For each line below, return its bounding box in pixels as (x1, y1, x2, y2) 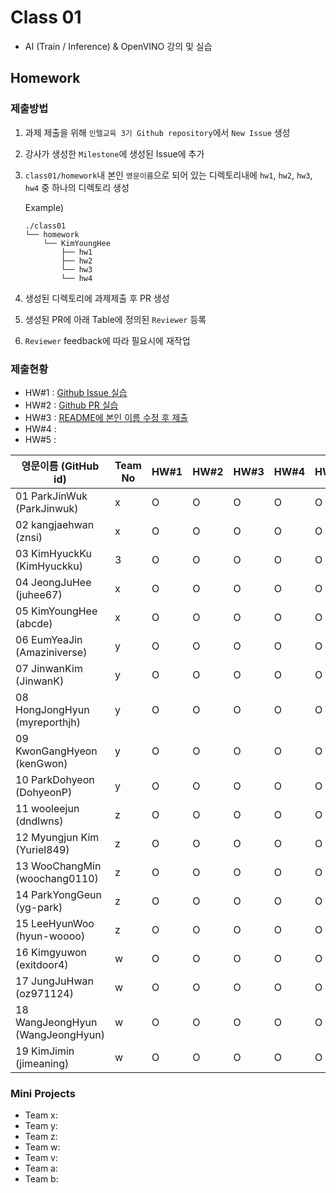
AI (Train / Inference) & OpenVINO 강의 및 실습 (24, 40, 213, 52)
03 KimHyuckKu (15, 546, 92, 560)
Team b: (24, 1173, 59, 1185)
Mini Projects (10, 1086, 76, 1100)
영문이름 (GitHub (21, 459, 100, 473)
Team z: (24, 1131, 58, 1143)
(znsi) (15, 530, 43, 544)
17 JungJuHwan (15, 974, 94, 988)
